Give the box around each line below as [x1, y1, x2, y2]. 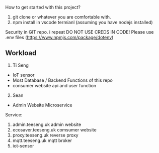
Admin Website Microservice [12, 102, 72, 108]
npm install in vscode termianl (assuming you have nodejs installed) [12, 20, 153, 25]
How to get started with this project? [5, 5, 81, 10]
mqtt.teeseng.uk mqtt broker [12, 137, 72, 143]
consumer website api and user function [12, 82, 97, 88]
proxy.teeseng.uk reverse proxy [12, 132, 79, 138]
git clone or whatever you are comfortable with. [12, 14, 111, 20]
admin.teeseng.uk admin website [12, 121, 82, 127]
